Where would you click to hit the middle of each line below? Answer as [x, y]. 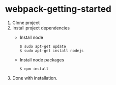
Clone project [26, 23]
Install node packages [42, 59]
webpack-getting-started [58, 9]
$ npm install [34, 69]
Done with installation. [35, 78]
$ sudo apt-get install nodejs [52, 51]
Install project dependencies [41, 28]
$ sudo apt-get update [43, 46]
